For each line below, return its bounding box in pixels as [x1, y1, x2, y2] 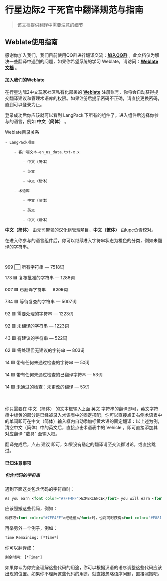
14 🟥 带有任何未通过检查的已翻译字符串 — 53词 [5, 371, 103, 377]
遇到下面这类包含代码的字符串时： [5, 486, 75, 492]
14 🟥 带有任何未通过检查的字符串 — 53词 [5, 359, 90, 365]
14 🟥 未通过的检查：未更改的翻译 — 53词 [5, 384, 90, 390]
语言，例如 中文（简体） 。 [13, 118, 69, 124]
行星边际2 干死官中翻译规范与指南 [5, 4, 144, 16]
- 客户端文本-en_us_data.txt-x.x [14, 149, 80, 155]
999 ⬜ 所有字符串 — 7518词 [5, 264, 65, 270]
